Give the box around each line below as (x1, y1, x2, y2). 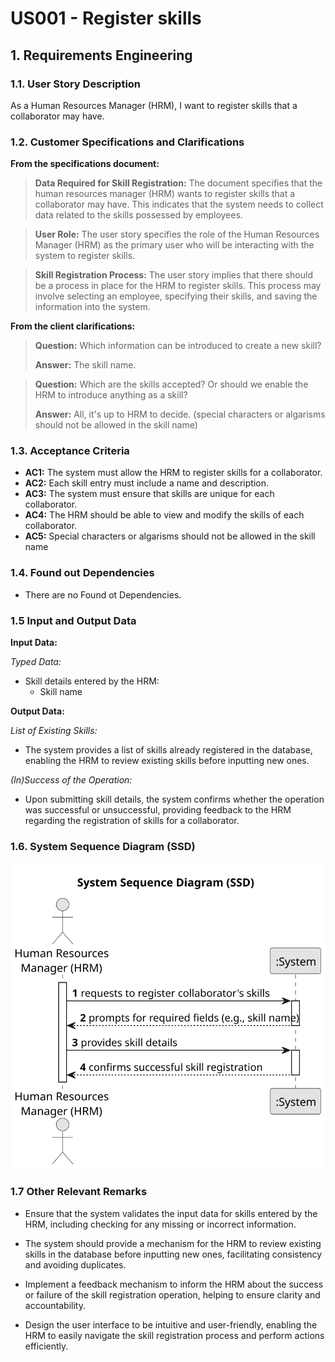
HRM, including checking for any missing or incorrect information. (24, 1218, 297, 1230)
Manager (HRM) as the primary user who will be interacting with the (34, 239, 315, 251)
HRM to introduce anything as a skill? (34, 389, 188, 401)
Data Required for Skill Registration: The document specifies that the (34, 177, 323, 189)
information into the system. (34, 301, 151, 313)
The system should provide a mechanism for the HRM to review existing (24, 1237, 322, 1249)
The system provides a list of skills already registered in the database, (24, 744, 313, 756)
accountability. (24, 1299, 86, 1311)
